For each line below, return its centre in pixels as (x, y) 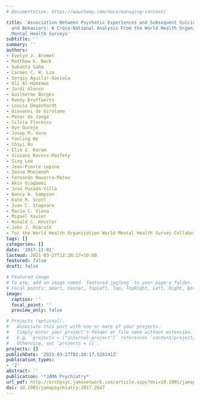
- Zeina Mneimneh (28, 172)
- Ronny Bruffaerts (30, 100)
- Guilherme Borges (30, 95)
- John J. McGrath (29, 228)
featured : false (26, 261)
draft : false (22, 266)
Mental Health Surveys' (41, 33)
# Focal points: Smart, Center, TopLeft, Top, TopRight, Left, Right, (96, 288)
